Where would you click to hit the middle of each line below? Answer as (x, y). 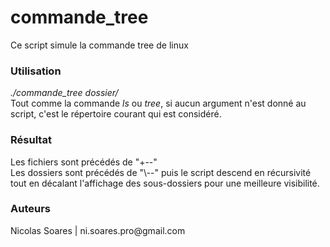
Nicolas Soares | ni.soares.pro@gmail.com (98, 230)
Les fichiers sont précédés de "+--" (84, 162)
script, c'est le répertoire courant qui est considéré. (116, 114)
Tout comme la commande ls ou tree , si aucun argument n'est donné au (158, 103)
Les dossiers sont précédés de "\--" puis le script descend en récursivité (161, 172)
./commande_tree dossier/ (64, 93)
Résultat (31, 140)
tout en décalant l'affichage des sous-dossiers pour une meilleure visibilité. (165, 183)
